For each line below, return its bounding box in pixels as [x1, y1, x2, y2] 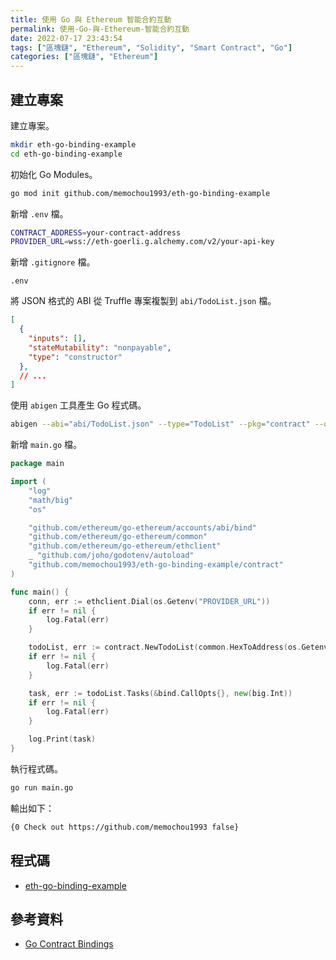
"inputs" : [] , [28, 334, 87, 344]
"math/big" [28, 495, 74, 505]
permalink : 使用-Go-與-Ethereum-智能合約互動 [10, 24, 190, 34]
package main [10, 459, 65, 469]
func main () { [10, 587, 70, 597]
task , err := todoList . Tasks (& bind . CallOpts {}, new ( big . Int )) [28, 688, 293, 698]
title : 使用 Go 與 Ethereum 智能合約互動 [10, 14, 172, 25]
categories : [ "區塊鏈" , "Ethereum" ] [10, 52, 159, 62]
